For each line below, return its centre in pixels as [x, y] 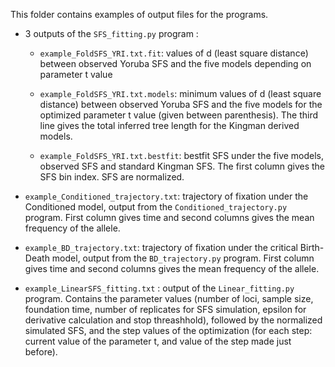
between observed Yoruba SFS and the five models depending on [175, 63]
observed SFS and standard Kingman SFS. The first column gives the [182, 166]
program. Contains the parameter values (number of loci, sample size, [169, 298]
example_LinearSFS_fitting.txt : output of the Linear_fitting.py [159, 288]
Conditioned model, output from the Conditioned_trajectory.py [156, 207]
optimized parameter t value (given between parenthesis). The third [179, 115]
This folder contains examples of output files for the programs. [139, 14]
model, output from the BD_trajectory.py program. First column [183, 258]
